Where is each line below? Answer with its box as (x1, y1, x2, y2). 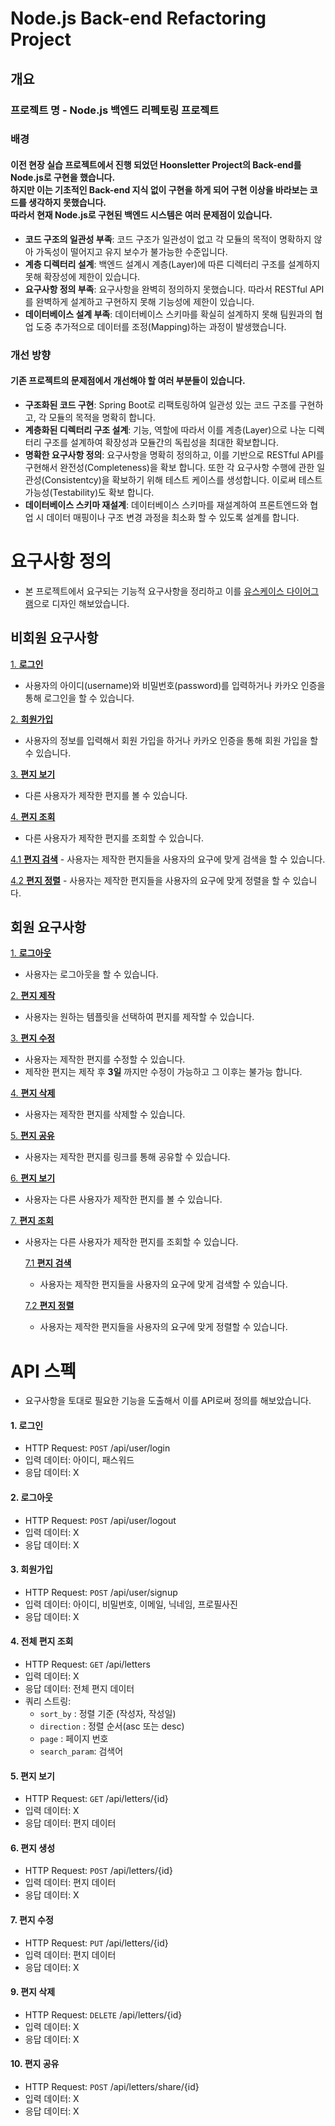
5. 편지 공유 (10, 1130, 55, 1142)
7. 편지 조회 (10, 1215, 54, 1227)
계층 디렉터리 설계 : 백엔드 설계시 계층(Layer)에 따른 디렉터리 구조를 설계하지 (24, 258, 321, 270)
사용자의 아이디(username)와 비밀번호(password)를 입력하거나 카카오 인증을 (24, 679, 326, 691)
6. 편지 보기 (10, 1172, 56, 1184)
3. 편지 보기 (10, 768, 56, 780)
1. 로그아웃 (10, 947, 52, 959)
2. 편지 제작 (10, 990, 56, 1002)
